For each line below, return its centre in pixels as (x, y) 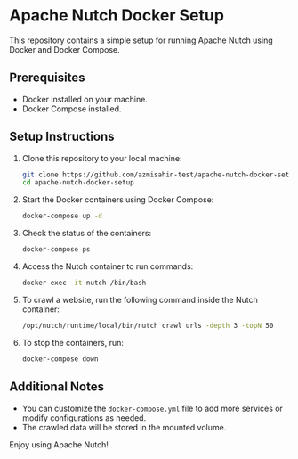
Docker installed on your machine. (85, 99)
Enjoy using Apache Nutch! (59, 444)
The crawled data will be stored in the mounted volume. (124, 427)
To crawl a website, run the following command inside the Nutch (140, 299)
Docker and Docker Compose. (64, 49)
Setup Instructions (62, 137)
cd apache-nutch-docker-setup (78, 183)
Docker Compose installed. (72, 109)
